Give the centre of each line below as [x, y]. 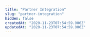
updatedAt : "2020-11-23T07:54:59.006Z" [45, 27]
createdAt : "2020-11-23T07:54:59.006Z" [45, 23]
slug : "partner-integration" [35, 14]
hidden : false [19, 18]
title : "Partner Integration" [36, 9]
